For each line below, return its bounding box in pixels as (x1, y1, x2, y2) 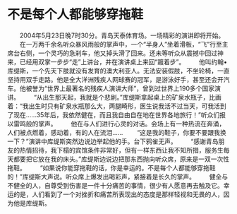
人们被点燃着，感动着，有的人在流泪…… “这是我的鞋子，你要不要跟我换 (7, 128, 227, 136)
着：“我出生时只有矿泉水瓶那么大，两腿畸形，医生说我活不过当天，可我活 (7, 102, 221, 110)
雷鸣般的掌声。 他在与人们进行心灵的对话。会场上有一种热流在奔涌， (13, 119, 226, 128)
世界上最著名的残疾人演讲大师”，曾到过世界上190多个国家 (47, 84, 215, 93)
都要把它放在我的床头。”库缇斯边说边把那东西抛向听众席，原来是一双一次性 (13, 155, 230, 163)
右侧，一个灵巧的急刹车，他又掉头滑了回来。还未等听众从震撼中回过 (19, 49, 217, 57)
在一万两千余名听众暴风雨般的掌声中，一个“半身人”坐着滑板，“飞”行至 (19, 40, 222, 48)
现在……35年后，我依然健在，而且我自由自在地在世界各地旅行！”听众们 (13, 110, 220, 119)
